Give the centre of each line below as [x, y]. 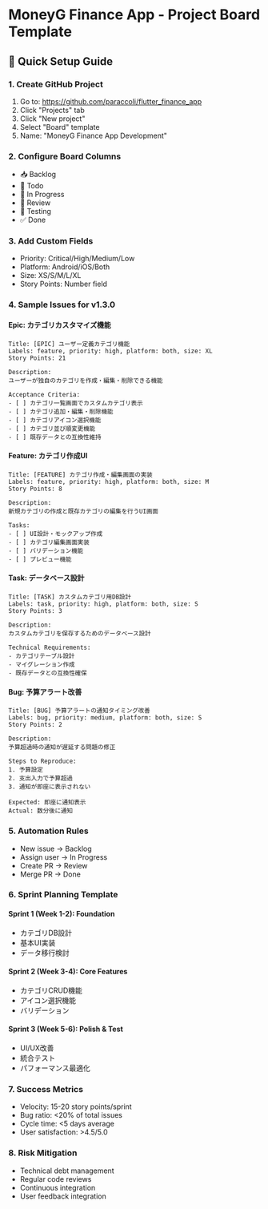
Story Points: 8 [35, 489]
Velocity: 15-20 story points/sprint [76, 1106]
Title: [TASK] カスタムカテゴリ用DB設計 [70, 597]
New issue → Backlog [56, 848]
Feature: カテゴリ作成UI [48, 456]
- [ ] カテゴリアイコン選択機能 [55, 420]
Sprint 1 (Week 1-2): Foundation [62, 914]
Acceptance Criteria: [44, 394]
